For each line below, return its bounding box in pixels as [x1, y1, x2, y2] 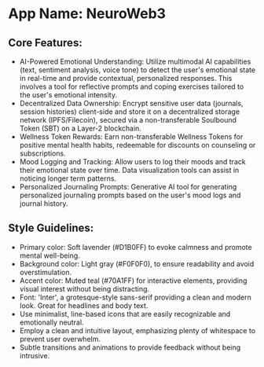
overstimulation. [19, 267, 72, 277]
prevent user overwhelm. [19, 334, 101, 343]
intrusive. [19, 350, 50, 360]
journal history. [19, 199, 68, 208]
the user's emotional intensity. [19, 90, 118, 99]
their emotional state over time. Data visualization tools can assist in [19, 166, 240, 174]
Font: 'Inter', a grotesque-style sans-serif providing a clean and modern [19, 292, 251, 302]
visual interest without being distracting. [19, 284, 150, 293]
